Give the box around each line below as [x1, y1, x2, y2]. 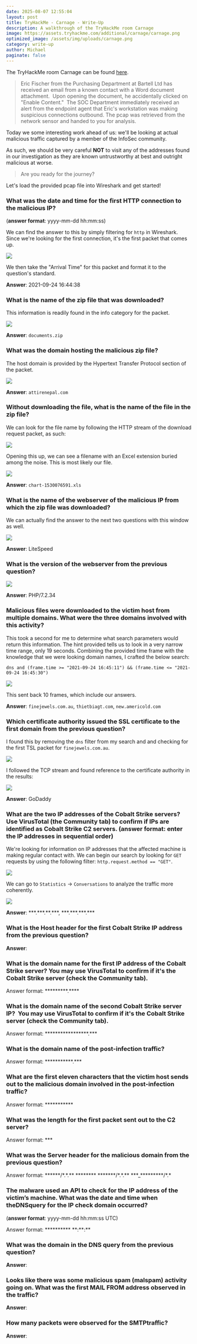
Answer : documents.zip [6, 332, 63, 339]
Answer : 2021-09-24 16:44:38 [6, 281, 81, 288]
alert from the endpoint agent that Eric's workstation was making [20, 105, 178, 112]
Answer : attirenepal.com [6, 388, 69, 395]
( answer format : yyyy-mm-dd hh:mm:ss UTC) [6, 1215, 119, 1222]
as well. [6, 523, 25, 530]
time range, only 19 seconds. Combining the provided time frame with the [6, 647, 184, 654]
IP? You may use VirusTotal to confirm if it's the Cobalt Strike [6, 1009, 185, 1017]
